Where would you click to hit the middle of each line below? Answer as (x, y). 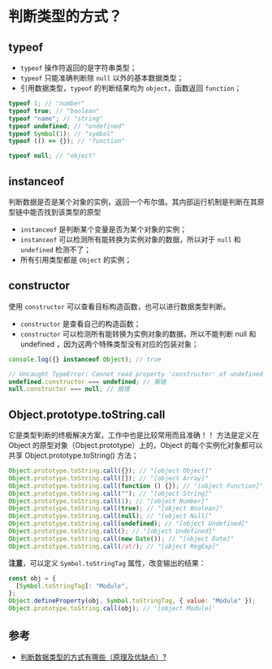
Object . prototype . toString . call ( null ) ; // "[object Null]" (110, 516)
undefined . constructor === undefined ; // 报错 (87, 382)
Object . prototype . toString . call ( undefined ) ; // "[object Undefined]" (129, 524)
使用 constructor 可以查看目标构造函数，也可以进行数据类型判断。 (119, 306)
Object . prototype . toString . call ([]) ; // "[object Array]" (108, 478)
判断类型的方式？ (66, 17)
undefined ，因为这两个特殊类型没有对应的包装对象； (109, 344)
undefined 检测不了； (56, 250)
